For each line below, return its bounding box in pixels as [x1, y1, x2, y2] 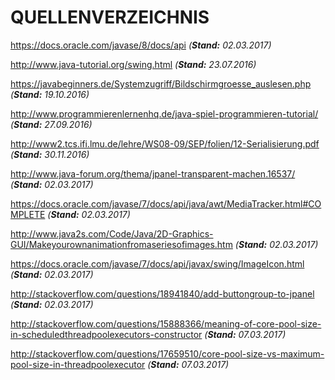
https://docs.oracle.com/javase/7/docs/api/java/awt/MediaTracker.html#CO [10, 197, 322, 210]
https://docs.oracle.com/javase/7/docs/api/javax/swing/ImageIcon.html [10, 257, 305, 270]
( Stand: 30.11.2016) [10, 148, 90, 160]
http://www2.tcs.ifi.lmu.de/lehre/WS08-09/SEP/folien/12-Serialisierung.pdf [10, 137, 320, 150]
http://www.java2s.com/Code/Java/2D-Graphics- [10, 227, 214, 240]
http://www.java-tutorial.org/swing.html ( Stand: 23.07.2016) [10, 58, 257, 70]
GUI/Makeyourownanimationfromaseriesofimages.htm [10, 238, 233, 250]
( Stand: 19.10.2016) [10, 88, 90, 100]
